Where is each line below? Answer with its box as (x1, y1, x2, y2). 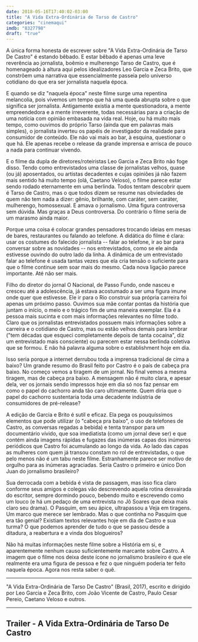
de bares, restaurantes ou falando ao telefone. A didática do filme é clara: (6, 232, 184, 240)
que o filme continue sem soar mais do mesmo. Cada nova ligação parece (6, 264, 186, 271)
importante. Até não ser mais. (6, 270, 78, 277)
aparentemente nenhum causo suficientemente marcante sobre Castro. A (6, 547, 184, 554)
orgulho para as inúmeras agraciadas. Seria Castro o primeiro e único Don (6, 462, 186, 469)
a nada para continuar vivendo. (6, 146, 82, 154)
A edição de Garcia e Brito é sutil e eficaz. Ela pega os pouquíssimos (6, 411, 173, 418)
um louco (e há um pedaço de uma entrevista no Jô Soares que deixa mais (6, 498, 188, 505)
